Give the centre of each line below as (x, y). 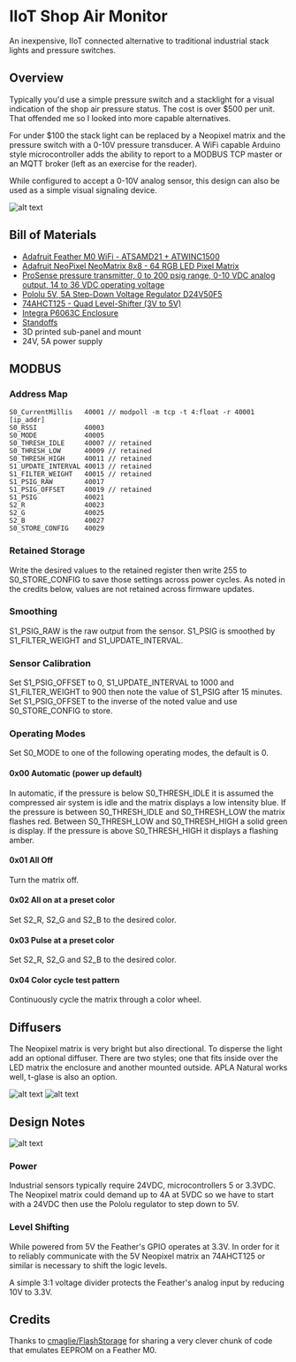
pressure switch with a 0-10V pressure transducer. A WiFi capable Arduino (145, 144)
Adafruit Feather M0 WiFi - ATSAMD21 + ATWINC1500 (121, 256)
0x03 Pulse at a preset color (62, 940)
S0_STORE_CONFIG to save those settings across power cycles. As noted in (147, 579)
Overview (37, 78)
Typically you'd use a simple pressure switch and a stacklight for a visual (142, 99)
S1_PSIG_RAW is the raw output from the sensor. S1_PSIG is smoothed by (142, 631)
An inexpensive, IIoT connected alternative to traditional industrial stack (139, 41)
